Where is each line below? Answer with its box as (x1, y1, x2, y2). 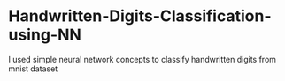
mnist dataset (8, 63, 58, 74)
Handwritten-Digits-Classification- (8, 6, 272, 26)
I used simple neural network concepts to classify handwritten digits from (8, 54, 276, 64)
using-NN (8, 25, 81, 45)
